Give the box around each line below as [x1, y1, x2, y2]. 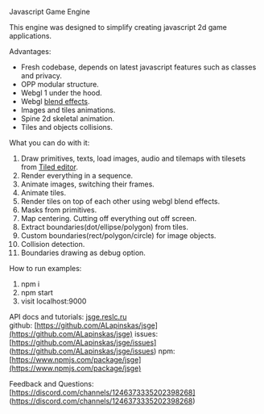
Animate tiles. [20, 188, 67, 197]
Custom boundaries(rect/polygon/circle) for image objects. [20, 231, 217, 240]
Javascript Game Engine [9, 7, 91, 16]
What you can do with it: [9, 138, 90, 148]
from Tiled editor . [20, 162, 79, 172]
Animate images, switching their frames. [20, 179, 155, 189]
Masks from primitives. [20, 205, 97, 215]
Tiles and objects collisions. [20, 123, 113, 132]
